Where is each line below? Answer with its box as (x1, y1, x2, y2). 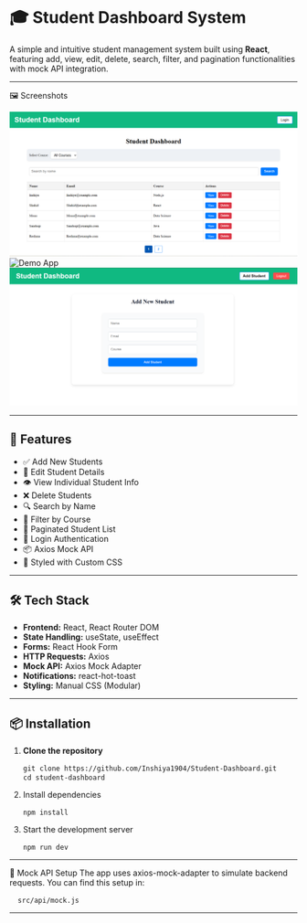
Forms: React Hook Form (22, 641, 119, 652)
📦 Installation (9, 716, 91, 732)
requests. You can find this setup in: (9, 876, 145, 887)
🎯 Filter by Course (22, 514, 91, 525)
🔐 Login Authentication (22, 533, 110, 544)
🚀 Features (9, 431, 72, 448)
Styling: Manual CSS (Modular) (22, 680, 142, 691)
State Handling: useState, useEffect (22, 631, 160, 642)
